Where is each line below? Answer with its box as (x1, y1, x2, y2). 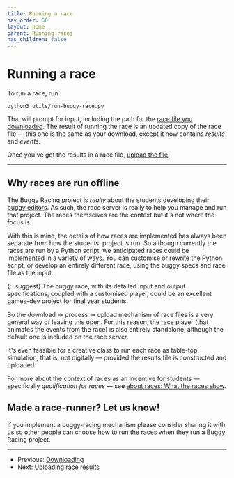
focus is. (7, 217, 32, 226)
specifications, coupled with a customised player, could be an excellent (7, 289, 212, 298)
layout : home (7, 23, 45, 30)
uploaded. (7, 360, 36, 369)
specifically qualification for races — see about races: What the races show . (7, 381, 226, 390)
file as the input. (7, 268, 54, 277)
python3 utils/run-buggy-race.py (7, 102, 104, 110)
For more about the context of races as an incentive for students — (7, 374, 200, 383)
